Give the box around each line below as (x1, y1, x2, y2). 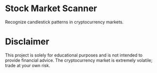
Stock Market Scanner (5, 3, 97, 14)
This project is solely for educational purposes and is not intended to (5, 52, 142, 58)
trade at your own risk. (5, 62, 50, 68)
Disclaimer (5, 36, 50, 47)
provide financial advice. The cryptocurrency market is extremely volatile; (5, 57, 153, 63)
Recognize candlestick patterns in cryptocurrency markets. (5, 19, 124, 25)
